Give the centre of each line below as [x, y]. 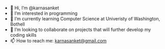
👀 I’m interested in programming [44, 13]
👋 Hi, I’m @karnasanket [35, 8]
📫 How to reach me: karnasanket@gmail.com [58, 41]
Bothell [18, 24]
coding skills [23, 35]
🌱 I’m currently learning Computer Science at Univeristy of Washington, [85, 19]
